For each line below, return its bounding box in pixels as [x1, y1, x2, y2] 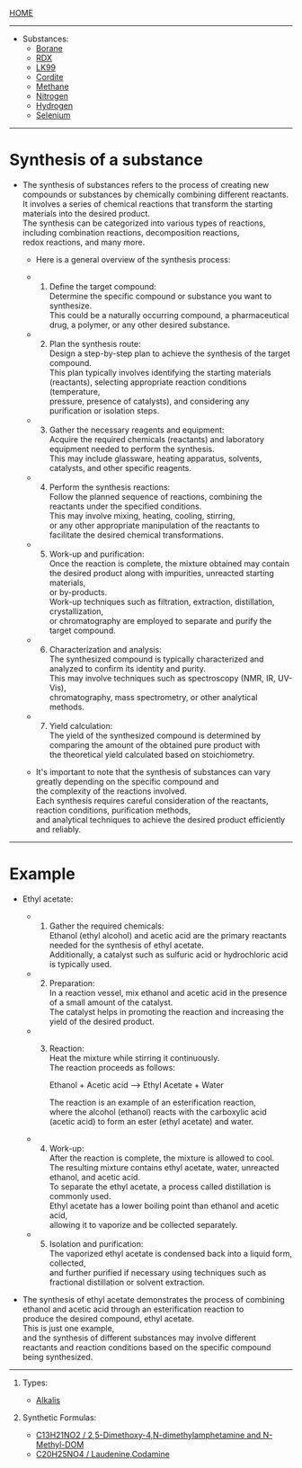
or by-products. [49, 586, 108, 597]
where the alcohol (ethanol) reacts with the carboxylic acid [49, 1106, 267, 1117]
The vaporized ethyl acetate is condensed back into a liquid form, [49, 1248, 292, 1259]
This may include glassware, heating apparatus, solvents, [49, 453, 262, 464]
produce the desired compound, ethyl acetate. [22, 1312, 195, 1324]
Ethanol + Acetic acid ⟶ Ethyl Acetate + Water [49, 1079, 225, 1090]
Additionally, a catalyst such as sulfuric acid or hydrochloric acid [49, 948, 289, 960]
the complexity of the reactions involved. [35, 786, 187, 796]
